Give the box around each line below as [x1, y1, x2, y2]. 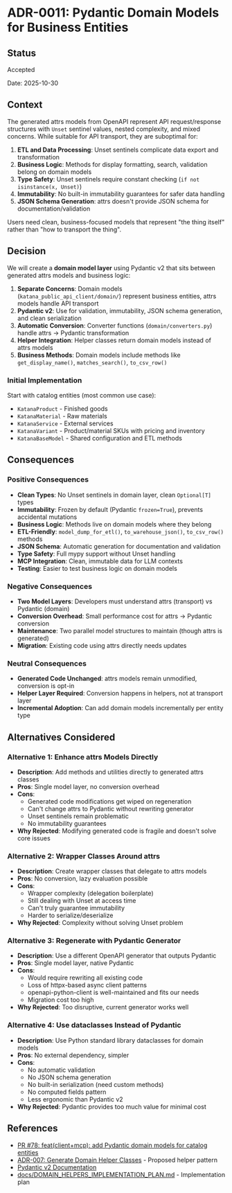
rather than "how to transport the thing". [7, 225, 122, 233]
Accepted [7, 66, 35, 73]
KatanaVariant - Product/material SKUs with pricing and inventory [17, 426, 206, 434]
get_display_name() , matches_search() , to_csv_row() [17, 358, 168, 366]
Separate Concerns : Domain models [17, 284, 123, 292]
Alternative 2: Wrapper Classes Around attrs [7, 851, 161, 860]
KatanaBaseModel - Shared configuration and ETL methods [17, 434, 182, 442]
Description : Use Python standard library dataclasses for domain [17, 1036, 204, 1044]
